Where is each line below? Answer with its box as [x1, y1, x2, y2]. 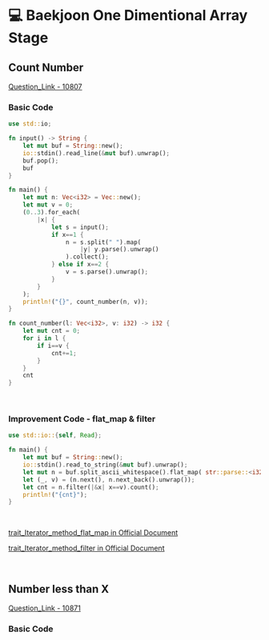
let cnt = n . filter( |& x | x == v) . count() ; [22, 483, 159, 491]
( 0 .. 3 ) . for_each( [22, 209, 81, 217]
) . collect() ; [65, 253, 110, 261]
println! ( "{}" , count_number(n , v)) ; [22, 298, 149, 306]
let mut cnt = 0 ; [22, 327, 81, 335]
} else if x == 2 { [50, 261, 110, 269]
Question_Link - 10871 [8, 603, 82, 613]
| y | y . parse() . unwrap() [79, 246, 159, 254]
